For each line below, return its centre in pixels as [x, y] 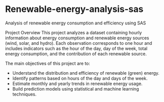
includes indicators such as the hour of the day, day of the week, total [76, 48]
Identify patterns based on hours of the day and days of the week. [80, 78]
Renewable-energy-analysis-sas [74, 9]
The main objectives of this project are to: [48, 63]
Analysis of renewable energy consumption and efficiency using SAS [76, 23]
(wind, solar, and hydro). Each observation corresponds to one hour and [79, 43]
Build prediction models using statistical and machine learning [76, 89]
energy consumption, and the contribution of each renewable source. [76, 54]
